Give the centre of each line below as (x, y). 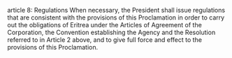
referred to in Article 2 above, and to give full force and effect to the (105, 40)
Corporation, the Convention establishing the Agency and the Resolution (111, 32)
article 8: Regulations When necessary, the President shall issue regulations (116, 10)
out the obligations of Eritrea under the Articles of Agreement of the (105, 25)
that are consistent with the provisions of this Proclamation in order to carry (116, 17)
